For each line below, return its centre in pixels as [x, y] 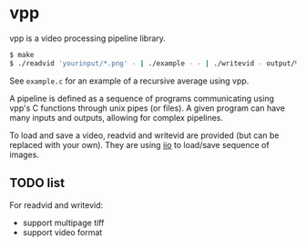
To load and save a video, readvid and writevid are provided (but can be [144, 135]
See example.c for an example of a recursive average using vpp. [129, 81]
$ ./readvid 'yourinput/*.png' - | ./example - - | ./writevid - [136, 63]
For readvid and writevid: [56, 205]
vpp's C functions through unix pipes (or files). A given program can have [147, 108]
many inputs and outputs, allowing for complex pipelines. [117, 117]
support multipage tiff [63, 222]
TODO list [37, 183]
